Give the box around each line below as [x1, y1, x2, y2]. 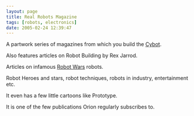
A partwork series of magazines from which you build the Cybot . [6, 41, 162, 48]
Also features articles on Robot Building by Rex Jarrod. [6, 52, 138, 59]
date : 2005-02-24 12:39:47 [6, 24, 72, 31]
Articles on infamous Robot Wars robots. [6, 64, 103, 71]
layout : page [6, 8, 38, 15]
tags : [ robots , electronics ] [6, 19, 77, 25]
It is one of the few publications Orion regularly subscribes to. [6, 103, 155, 111]
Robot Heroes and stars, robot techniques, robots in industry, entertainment [6, 75, 189, 82]
